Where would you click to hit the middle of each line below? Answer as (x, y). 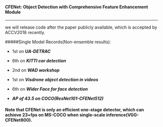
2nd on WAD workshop (36, 70)
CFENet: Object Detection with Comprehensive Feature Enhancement (77, 7)
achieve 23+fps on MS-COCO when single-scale (55, 115)
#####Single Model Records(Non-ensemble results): (58, 42)
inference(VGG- (122, 115)
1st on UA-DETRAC (31, 52)
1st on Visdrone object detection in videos (55, 80)
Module (13, 12)
